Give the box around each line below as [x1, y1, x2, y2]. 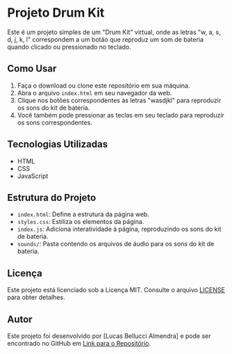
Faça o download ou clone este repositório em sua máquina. [17, 81, 190, 90]
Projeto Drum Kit [7, 5, 105, 21]
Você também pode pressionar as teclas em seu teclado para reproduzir [17, 111, 224, 119]
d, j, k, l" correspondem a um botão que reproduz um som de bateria [7, 35, 204, 43]
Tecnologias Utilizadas [7, 138, 108, 150]
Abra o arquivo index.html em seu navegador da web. [17, 88, 172, 97]
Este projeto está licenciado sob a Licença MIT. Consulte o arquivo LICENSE [7, 286, 226, 294]
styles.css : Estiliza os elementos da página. [17, 218, 144, 226]
